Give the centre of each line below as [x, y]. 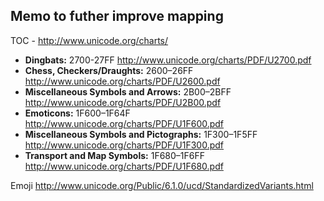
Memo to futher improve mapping [117, 16]
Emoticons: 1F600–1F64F [77, 113]
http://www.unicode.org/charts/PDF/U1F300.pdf [124, 145]
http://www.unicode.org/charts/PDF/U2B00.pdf [123, 102]
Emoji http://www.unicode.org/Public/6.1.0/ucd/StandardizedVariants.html [162, 185]
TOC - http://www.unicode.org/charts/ [89, 40]
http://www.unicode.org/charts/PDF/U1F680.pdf [124, 166]
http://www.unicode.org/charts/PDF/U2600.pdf [122, 81]
